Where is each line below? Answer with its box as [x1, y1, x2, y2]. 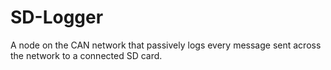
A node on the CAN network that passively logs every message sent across [10, 39, 322, 51]
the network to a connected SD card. [10, 49, 163, 61]
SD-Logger [10, 6, 104, 29]
